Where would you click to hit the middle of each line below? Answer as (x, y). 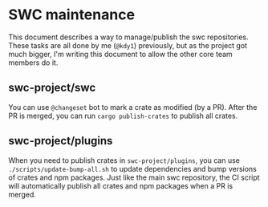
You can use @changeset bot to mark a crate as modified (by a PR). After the (133, 107)
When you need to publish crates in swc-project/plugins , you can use (124, 160)
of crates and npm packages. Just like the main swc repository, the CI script (134, 177)
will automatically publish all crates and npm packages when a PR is (121, 185)
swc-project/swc (52, 88)
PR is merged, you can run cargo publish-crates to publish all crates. (123, 116)
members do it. (33, 63)
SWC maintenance (71, 15)
